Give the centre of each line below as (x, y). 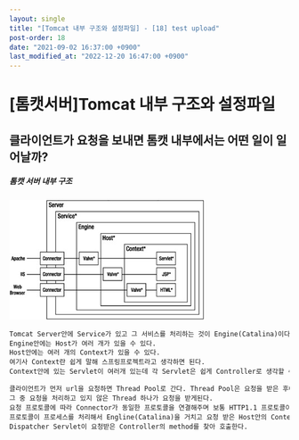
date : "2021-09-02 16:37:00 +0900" (75, 47)
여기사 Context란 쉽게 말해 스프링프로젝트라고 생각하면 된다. (107, 362)
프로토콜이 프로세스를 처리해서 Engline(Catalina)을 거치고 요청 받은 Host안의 (138, 417)
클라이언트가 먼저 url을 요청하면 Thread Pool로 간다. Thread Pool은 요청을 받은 (144, 389)
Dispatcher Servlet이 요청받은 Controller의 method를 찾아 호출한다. (129, 427)
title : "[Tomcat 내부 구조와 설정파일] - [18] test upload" (114, 28)
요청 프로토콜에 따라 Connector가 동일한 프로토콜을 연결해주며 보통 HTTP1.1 (133, 407)
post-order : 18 (37, 37)
